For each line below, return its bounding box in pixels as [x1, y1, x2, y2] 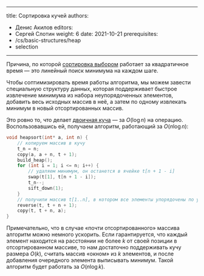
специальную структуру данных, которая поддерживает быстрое [6, 86, 177, 92]
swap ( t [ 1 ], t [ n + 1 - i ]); [28, 174, 97, 180]
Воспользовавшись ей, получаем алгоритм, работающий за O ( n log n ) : [6, 123, 189, 130]
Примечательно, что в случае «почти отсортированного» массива [6, 224, 180, 232]
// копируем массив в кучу [17, 140, 86, 146]
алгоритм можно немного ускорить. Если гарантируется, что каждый [6, 231, 188, 238]
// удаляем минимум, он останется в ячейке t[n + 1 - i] [28, 168, 175, 175]
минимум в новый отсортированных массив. [6, 104, 124, 112]
